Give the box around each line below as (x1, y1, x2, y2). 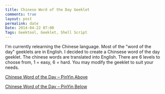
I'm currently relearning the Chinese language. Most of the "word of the (5, 44, 152, 49)
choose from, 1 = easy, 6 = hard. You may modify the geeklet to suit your (5, 60, 154, 65)
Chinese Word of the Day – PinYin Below (5, 84, 88, 89)
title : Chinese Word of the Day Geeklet (5, 7, 90, 12)
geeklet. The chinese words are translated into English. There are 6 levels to (5, 54, 160, 60)
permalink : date (5, 21, 39, 26)
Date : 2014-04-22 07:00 (5, 26, 55, 31)
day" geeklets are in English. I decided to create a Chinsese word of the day (5, 49, 160, 55)
